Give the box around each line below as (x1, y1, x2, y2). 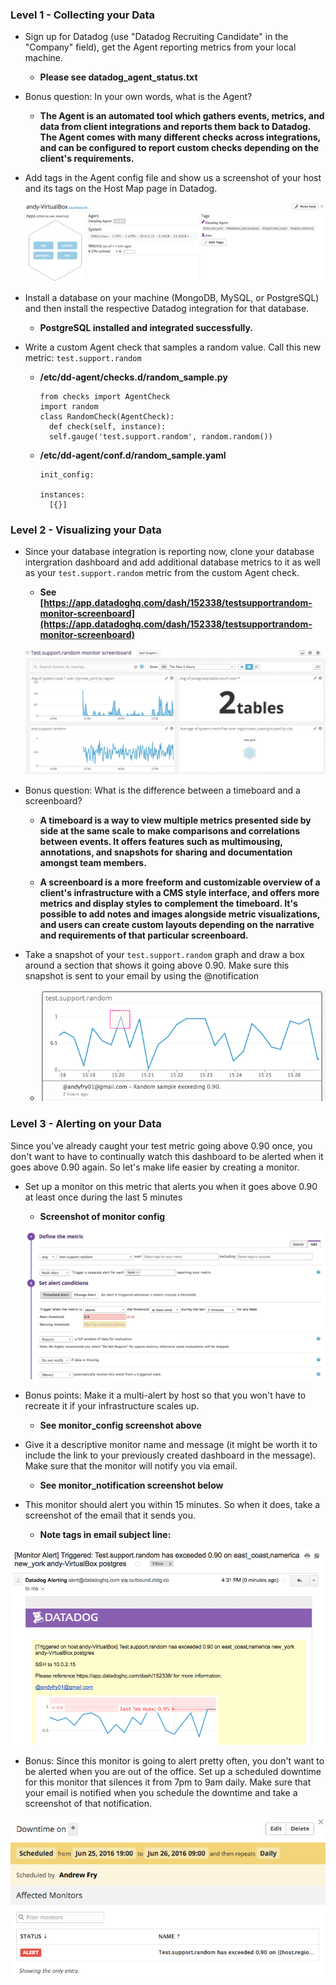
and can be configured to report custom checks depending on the (39, 142, 320, 154)
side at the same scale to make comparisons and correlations (39, 824, 301, 837)
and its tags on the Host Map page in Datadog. (24, 183, 218, 195)
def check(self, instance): (48, 421, 167, 432)
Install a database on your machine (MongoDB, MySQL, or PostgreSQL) (24, 291, 320, 303)
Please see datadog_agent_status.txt (39, 71, 198, 83)
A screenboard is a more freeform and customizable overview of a (39, 876, 321, 888)
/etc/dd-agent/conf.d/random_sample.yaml (39, 449, 227, 461)
